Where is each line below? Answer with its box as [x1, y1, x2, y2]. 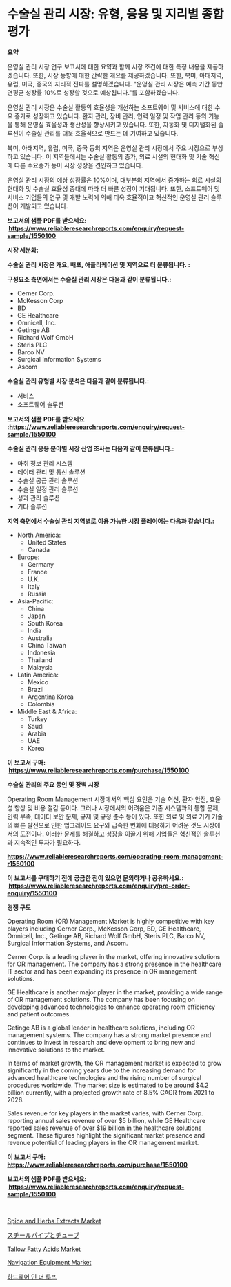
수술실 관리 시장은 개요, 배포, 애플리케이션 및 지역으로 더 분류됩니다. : [7, 260, 191, 268]
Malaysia [27, 663, 53, 671]
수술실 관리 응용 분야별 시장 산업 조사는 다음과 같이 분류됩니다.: [7, 444, 174, 453]
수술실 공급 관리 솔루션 [17, 476, 79, 484]
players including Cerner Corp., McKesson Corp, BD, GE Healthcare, [7, 924, 201, 933]
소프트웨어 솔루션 [17, 400, 64, 408]
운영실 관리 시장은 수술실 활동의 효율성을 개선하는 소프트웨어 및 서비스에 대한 [7, 103, 214, 111]
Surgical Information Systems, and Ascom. [7, 939, 128, 947]
